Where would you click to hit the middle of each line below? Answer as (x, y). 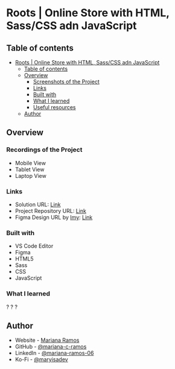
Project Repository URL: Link (50, 210)
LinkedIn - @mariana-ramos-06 (54, 353)
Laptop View (30, 175)
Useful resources (54, 107)
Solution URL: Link (38, 204)
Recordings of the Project (44, 150)
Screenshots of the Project (66, 82)
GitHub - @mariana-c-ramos (51, 347)
